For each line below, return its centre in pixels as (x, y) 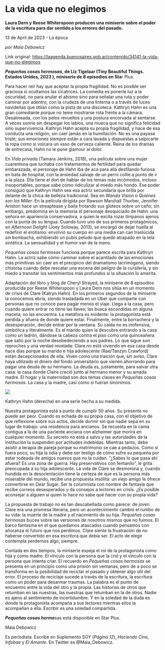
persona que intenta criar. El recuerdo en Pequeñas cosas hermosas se (78, 561)
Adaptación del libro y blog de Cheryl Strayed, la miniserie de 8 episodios (80, 283)
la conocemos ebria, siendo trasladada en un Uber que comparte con (76, 298)
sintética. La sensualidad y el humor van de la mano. (58, 242)
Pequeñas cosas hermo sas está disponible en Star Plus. (63, 617)
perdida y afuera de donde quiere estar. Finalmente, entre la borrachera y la (82, 319)
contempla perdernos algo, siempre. (42, 541)
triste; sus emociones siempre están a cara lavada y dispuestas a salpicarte (82, 139)
